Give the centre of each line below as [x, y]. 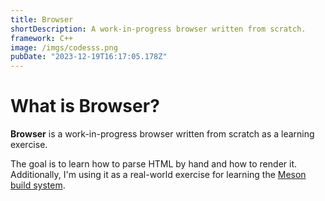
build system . [38, 185]
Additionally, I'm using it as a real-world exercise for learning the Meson [158, 175]
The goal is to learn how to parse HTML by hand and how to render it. [154, 164]
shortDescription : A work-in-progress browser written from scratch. [158, 29]
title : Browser [42, 19]
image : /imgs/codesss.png [64, 47]
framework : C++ [42, 38]
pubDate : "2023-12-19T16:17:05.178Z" [89, 57]
